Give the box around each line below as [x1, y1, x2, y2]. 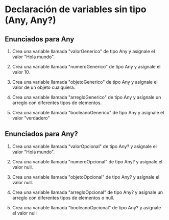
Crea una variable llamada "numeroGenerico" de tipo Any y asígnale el [12, 64, 161, 69]
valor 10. [12, 69, 30, 75]
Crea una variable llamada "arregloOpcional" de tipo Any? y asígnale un [12, 189, 163, 195]
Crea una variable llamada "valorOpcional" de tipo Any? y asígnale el [12, 143, 157, 149]
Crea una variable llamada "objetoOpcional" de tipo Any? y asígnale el [12, 174, 160, 180]
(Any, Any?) [5, 14, 57, 26]
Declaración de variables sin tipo [5, 4, 147, 15]
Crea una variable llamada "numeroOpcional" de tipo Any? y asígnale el [12, 158, 163, 164]
